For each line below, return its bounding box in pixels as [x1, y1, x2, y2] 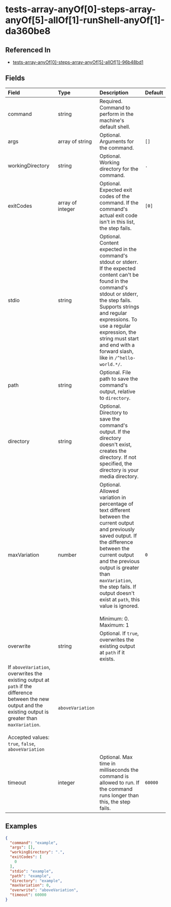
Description [99, 89, 129, 96]
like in [99, 354, 113, 361]
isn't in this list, [99, 218, 135, 225]
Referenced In [5, 45, 51, 54]
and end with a [99, 341, 135, 348]
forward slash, [99, 348, 134, 355]
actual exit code [99, 212, 138, 219]
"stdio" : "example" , [10, 869, 53, 874]
